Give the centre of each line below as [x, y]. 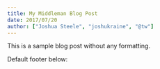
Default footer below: [38, 59]
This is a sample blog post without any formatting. [79, 46]
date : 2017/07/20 [32, 20]
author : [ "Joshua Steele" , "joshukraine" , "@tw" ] [81, 26]
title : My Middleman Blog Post [53, 13]
